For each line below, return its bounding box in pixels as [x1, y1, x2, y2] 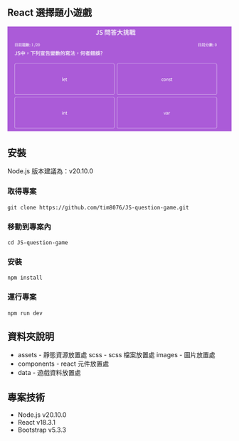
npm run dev [7, 310, 43, 317]
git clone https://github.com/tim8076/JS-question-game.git [7, 204, 190, 211]
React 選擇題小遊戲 [7, 6, 92, 19]
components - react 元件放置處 [17, 359, 109, 368]
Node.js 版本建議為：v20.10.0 [7, 167, 94, 175]
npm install [7, 274, 43, 282]
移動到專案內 [7, 222, 52, 232]
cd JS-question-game [7, 239, 69, 246]
